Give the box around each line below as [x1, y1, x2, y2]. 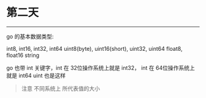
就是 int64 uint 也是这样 [6, 72, 66, 79]
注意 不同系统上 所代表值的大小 [21, 85, 100, 92]
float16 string [6, 51, 40, 59]
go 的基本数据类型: [6, 32, 54, 40]
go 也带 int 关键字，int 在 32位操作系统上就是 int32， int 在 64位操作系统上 [6, 64, 195, 71]
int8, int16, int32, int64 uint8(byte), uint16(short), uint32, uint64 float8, [6, 45, 183, 52]
